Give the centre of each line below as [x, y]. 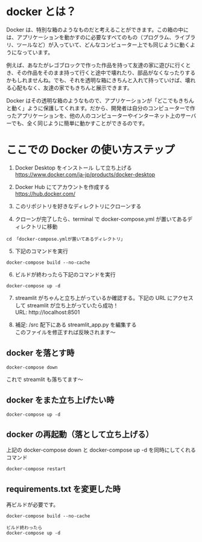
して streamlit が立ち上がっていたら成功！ [67, 305]
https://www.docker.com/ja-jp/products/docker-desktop [85, 174]
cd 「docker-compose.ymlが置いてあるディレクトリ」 [66, 239]
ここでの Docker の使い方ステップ [90, 150]
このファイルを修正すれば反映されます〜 [65, 332]
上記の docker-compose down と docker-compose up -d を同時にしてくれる [101, 450]
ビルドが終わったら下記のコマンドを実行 [65, 274]
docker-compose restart [36, 469]
